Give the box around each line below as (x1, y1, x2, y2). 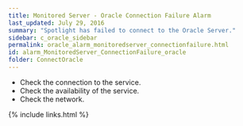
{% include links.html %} (8, 109, 89, 119)
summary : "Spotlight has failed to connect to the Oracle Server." (8, 26, 237, 34)
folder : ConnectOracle (8, 56, 83, 64)
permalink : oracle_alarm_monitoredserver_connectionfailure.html (8, 41, 229, 49)
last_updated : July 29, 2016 (8, 19, 105, 27)
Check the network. (19, 94, 85, 104)
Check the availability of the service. (19, 86, 140, 95)
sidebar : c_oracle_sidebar (8, 33, 98, 42)
